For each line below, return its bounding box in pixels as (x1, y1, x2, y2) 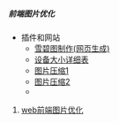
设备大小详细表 (33, 54, 89, 65)
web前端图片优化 (20, 104, 84, 115)
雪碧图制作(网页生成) (33, 42, 110, 53)
